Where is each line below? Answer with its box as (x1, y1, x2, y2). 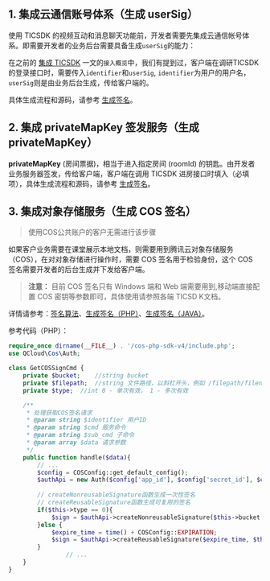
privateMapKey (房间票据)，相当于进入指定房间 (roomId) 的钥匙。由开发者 (8, 159, 256, 168)
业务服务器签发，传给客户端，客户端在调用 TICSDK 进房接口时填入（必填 (8, 168, 250, 179)
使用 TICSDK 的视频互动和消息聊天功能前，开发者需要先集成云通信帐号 (8, 31, 243, 40)
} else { (37, 521, 63, 529)
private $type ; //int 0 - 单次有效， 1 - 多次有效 (22, 386, 189, 394)
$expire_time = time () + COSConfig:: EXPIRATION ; (51, 528, 218, 537)
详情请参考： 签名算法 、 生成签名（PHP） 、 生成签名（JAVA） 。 (8, 309, 210, 319)
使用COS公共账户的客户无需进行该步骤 (27, 228, 157, 237)
